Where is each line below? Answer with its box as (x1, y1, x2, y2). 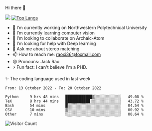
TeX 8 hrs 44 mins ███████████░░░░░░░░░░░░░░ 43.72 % (5, 99, 144, 104)
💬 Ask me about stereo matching (12, 46, 80, 52)
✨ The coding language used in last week (5, 76, 91, 82)
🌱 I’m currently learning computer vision (12, 30, 95, 36)
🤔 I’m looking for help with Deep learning (12, 40, 96, 46)
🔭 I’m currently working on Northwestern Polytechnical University (12, 25, 147, 30)
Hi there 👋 (5, 5, 26, 10)
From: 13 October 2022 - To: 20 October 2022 (5, 86, 101, 91)
